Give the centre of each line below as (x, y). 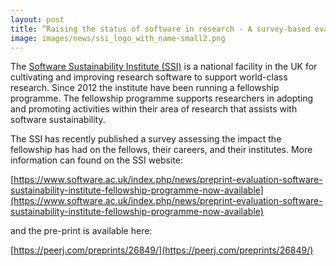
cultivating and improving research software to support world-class (149, 77)
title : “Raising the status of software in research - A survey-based (160, 29)
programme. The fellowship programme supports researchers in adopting (162, 98)
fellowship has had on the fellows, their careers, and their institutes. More (161, 150)
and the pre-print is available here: (81, 231)
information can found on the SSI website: (97, 160)
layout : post (37, 19)
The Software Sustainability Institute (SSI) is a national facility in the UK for (164, 67)
